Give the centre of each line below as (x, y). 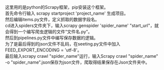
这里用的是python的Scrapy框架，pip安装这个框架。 (57, 7)
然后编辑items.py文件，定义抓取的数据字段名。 (52, 19)
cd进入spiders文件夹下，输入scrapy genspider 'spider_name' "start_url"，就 (82, 25)
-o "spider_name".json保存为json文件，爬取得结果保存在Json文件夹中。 (78, 62)
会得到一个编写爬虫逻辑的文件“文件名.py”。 (49, 32)
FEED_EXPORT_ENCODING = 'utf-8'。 (43, 50)
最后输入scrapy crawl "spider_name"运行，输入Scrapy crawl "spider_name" (82, 56)
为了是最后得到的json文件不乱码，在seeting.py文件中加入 (63, 44)
